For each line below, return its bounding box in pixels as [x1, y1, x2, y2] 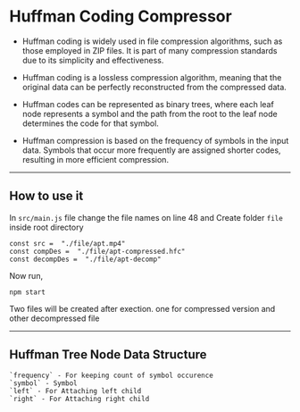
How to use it [9, 189, 84, 204]
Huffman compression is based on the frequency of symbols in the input [21, 135, 289, 146]
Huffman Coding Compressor [9, 6, 232, 27]
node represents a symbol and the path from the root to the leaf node [21, 108, 279, 119]
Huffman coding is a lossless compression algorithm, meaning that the [21, 71, 282, 82]
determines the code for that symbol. [21, 118, 159, 129]
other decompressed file [9, 313, 100, 324]
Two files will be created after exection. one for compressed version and [9, 303, 276, 314]
